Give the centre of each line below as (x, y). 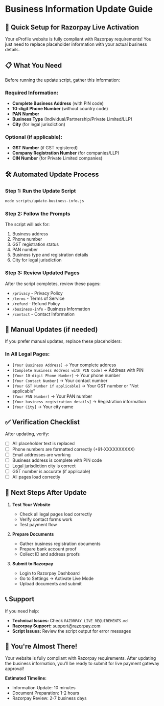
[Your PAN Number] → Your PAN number (52, 396)
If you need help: (22, 611)
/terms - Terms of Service (38, 298)
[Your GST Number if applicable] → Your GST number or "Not (75, 385)
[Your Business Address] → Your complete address (64, 365)
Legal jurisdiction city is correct (44, 466)
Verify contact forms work (46, 519)
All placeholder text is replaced (43, 444)
